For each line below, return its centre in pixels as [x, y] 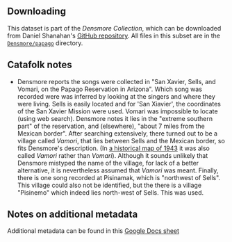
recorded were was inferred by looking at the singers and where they [116, 96]
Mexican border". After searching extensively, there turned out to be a [117, 133]
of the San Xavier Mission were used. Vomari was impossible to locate [117, 111]
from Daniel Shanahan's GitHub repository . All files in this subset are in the [114, 35]
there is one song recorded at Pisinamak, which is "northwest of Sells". [119, 177]
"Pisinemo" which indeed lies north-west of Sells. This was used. [110, 192]
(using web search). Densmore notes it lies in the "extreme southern [115, 118]
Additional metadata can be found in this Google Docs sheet [93, 231]
